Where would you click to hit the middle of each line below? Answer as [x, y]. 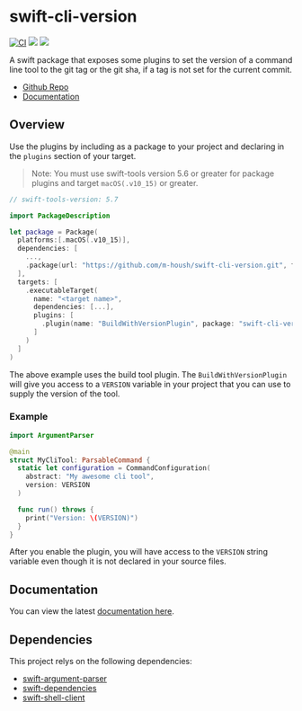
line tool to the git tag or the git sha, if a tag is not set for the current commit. [151, 69]
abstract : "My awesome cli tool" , [90, 477]
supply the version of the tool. [65, 394]
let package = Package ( [54, 232]
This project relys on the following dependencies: [101, 662]
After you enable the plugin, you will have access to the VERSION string [138, 552]
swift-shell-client [53, 698]
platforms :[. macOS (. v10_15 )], [74, 240]
